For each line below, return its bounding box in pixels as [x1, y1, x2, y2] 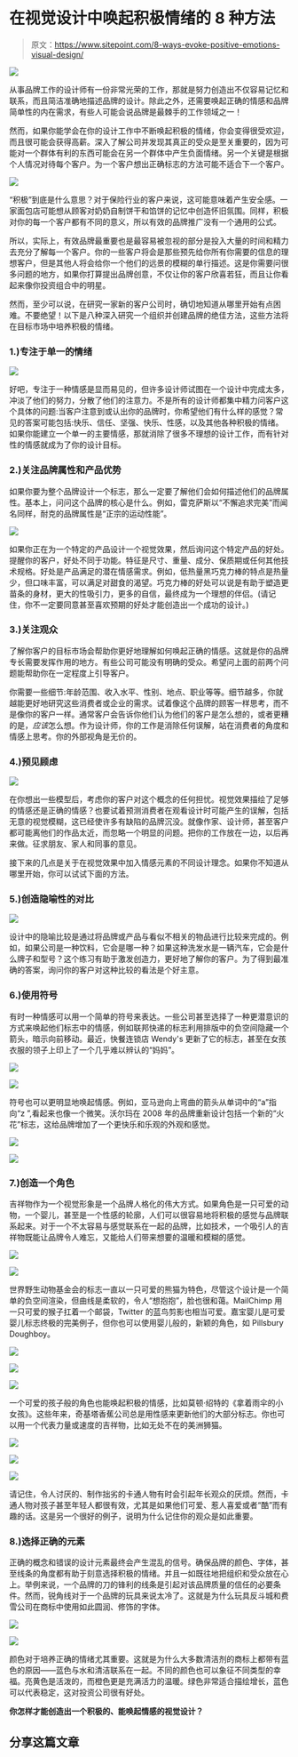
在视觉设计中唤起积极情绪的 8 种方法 [9, 8, 276, 28]
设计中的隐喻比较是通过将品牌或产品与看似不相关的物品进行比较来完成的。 [9, 931, 281, 943]
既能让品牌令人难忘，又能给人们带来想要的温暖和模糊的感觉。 [24, 1232, 250, 1243]
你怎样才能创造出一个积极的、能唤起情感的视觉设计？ [9, 1706, 204, 1717]
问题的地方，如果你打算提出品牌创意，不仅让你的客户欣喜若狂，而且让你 [16, 269, 281, 279]
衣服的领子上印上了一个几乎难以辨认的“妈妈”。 [9, 1044, 180, 1055]
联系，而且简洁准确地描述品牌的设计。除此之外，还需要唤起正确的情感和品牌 [9, 95, 289, 106]
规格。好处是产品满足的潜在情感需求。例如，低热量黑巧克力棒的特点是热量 [16, 566, 289, 576]
